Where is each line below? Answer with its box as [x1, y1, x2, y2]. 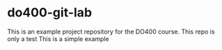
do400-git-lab [7, 5, 93, 21]
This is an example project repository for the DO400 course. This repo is [7, 27, 215, 36]
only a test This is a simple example [7, 34, 109, 42]
